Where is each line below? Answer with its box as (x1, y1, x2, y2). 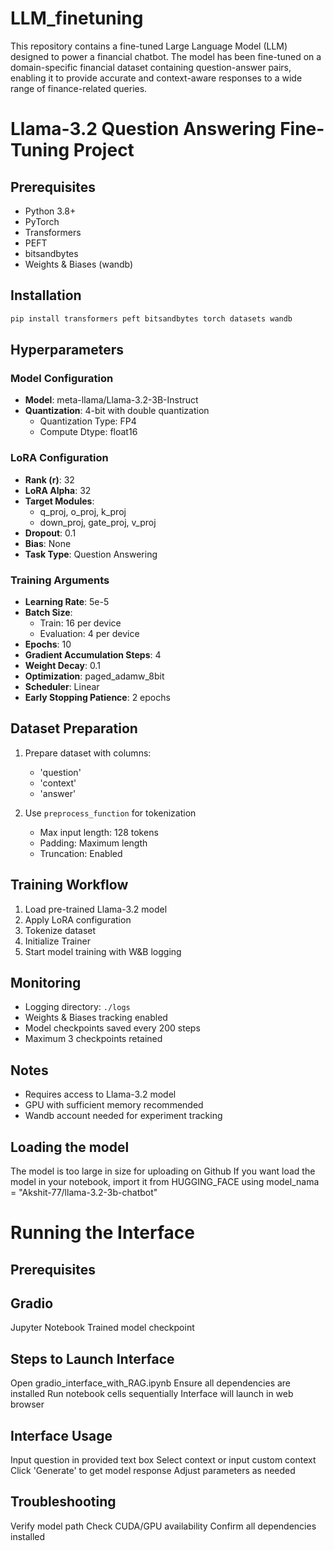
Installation (10, 287, 82, 304)
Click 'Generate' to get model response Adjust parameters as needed (10, 1464, 296, 1476)
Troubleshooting (10, 1493, 117, 1511)
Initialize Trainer (24, 935, 91, 947)
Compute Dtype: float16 (39, 426, 138, 438)
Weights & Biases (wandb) (24, 258, 134, 270)
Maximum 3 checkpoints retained (24, 1033, 163, 1045)
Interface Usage (10, 1427, 113, 1444)
